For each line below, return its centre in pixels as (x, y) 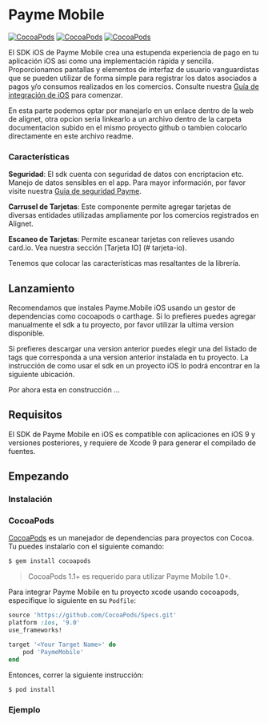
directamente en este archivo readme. (71, 136)
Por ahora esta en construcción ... (64, 390)
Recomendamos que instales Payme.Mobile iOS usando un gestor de (122, 308)
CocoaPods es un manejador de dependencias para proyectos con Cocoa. (131, 538)
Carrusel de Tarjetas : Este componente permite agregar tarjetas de (120, 207)
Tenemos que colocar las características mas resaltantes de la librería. (124, 263)
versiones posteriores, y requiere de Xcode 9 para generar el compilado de (132, 443)
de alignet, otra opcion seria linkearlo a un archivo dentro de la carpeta (125, 118)
